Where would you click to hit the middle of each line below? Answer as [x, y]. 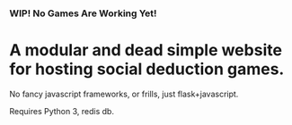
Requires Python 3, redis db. [62, 111]
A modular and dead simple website [146, 50]
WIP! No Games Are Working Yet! [83, 13]
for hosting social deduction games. [147, 69]
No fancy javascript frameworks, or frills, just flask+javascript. [124, 94]
